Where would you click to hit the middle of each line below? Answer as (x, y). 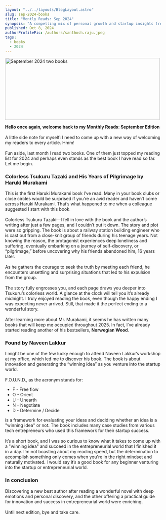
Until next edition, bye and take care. (42, 512)
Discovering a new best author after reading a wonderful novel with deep (80, 491)
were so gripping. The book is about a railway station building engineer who (82, 230)
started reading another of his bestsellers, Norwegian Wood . (67, 330)
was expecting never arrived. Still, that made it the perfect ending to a (76, 304)
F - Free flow (25, 389)
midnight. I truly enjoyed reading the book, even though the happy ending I (81, 298)
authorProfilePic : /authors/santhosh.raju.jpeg (55, 33)
